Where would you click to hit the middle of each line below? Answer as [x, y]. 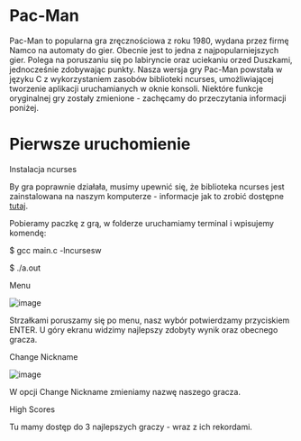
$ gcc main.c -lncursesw [55, 250]
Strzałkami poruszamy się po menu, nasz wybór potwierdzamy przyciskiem [150, 320]
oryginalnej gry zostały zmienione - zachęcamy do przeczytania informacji [148, 98]
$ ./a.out [25, 268]
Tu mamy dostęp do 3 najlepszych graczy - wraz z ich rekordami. [131, 427]
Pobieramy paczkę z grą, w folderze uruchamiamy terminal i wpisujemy [142, 223]
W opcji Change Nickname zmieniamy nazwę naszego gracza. [125, 391]
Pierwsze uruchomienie [100, 144]
